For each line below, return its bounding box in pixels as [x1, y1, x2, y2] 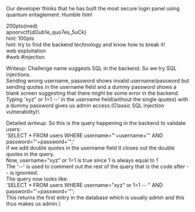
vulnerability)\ [6, 108, 40, 115]
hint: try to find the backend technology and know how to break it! [6, 41, 166, 48]
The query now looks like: [6, 175, 69, 182]
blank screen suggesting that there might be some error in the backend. [6, 90, 180, 96]
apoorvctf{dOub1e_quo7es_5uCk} [6, 29, 87, 36]
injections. [6, 71, 31, 78]
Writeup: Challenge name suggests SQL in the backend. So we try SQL [6, 65, 177, 72]
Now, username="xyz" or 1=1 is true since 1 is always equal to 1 [6, 157, 159, 164]
